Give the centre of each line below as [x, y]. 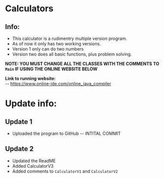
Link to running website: [30, 78]
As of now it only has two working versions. [56, 44]
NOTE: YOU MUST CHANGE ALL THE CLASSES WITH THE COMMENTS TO [82, 64]
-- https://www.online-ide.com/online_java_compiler [58, 84]
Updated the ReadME [34, 161]
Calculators [29, 9]
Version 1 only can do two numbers [48, 49]
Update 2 [19, 149]
